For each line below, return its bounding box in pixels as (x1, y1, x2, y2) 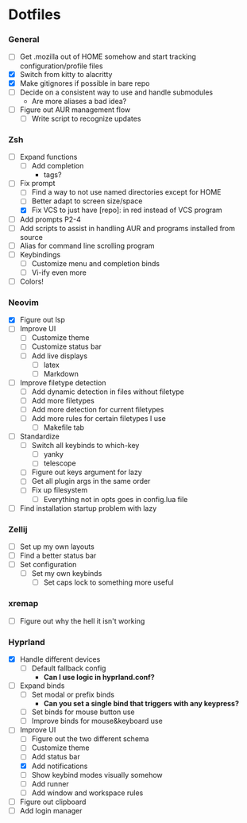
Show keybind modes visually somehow (31, 770, 163, 779)
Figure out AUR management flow (19, 105, 131, 114)
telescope (43, 458, 77, 468)
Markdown (43, 369, 79, 378)
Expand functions (19, 153, 78, 162)
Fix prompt (19, 179, 56, 188)
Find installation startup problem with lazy (19, 503, 157, 513)
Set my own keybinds (31, 569, 102, 578)
